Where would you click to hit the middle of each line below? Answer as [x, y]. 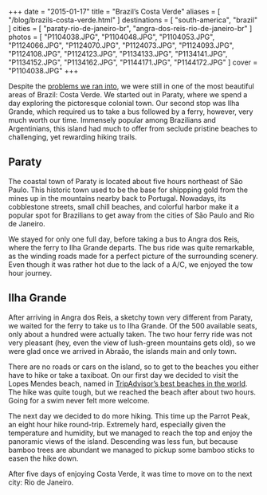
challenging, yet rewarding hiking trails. [73, 137]
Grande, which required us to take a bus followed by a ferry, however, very [131, 112]
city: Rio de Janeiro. [41, 482]
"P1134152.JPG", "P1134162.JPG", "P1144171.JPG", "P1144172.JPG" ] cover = [133, 62]
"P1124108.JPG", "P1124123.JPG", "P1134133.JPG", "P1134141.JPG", [118, 54]
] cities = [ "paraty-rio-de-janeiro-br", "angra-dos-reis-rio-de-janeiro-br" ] [130, 28]
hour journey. [30, 273]
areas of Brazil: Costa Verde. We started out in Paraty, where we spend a [128, 94]
